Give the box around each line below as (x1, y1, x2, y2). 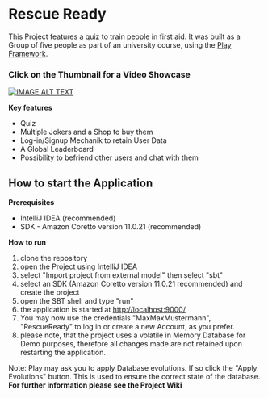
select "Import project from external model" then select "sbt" (19, 270, 224, 280)
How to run (8, 237, 47, 247)
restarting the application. (19, 348, 107, 358)
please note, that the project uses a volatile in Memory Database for (19, 330, 246, 340)
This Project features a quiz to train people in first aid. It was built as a (8, 31, 241, 41)
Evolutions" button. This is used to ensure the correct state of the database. (8, 372, 261, 382)
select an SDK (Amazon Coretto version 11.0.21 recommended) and (19, 279, 243, 289)
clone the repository (19, 253, 88, 263)
